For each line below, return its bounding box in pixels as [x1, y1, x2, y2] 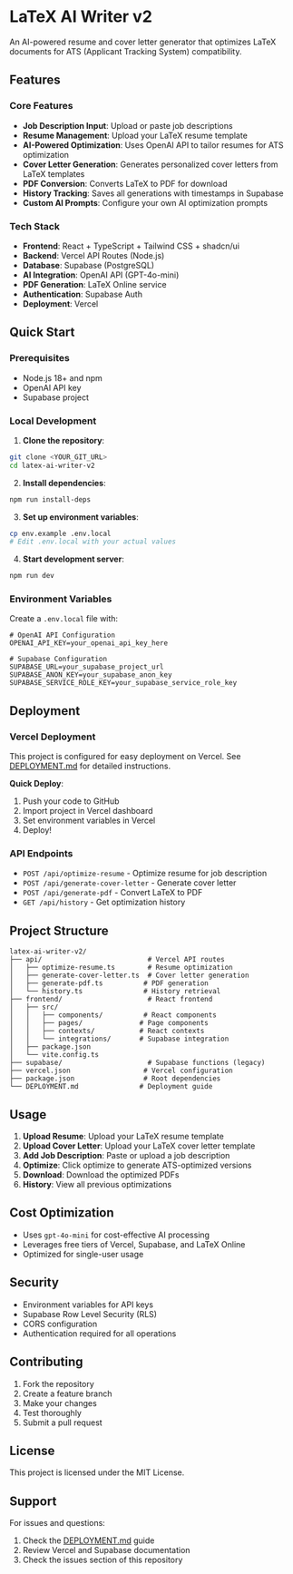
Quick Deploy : [9, 778, 63, 789]
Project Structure [9, 923, 109, 938]
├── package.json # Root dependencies [9, 1074, 221, 1083]
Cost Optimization [9, 1205, 115, 1221]
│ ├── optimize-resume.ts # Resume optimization [9, 963, 233, 973]
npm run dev [9, 572, 54, 581]
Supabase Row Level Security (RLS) [22, 1308, 157, 1319]
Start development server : [22, 553, 124, 564]
